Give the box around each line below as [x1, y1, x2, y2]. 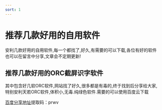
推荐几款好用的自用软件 [5, 30, 100, 41]
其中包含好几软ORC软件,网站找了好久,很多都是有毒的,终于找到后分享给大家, [5, 83, 158, 89]
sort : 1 [5, 7, 21, 12]
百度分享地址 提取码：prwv [5, 99, 59, 106]
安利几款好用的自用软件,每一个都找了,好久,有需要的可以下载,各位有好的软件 [5, 47, 157, 53]
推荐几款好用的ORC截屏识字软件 [5, 69, 103, 77]
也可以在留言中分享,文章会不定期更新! [5, 53, 81, 59]
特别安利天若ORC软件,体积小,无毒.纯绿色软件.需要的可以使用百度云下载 [5, 89, 149, 95]
